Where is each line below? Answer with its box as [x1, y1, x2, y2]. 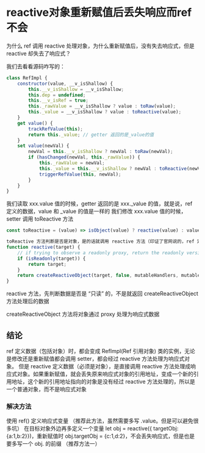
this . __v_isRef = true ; [28, 98, 88, 104]
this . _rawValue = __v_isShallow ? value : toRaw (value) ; [28, 103, 176, 110]
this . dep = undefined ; [28, 92, 86, 98]
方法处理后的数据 [6, 298, 49, 305]
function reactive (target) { [6, 244, 81, 251]
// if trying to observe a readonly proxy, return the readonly [17, 249, 184, 256]
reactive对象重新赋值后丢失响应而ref [6, 5, 192, 20]
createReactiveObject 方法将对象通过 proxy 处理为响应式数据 [6, 310, 160, 318]
